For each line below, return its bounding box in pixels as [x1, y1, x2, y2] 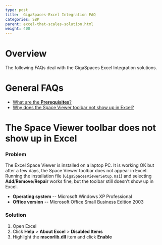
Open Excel [12, 223, 37, 229]
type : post [5, 7, 28, 13]
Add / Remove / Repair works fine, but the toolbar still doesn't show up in [5, 178, 154, 184]
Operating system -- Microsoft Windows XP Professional [12, 193, 132, 200]
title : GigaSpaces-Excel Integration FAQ [5, 12, 96, 17]
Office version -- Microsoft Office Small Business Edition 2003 [12, 199, 144, 205]
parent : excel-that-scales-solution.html [5, 21, 94, 27]
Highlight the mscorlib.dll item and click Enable [12, 233, 112, 240]
